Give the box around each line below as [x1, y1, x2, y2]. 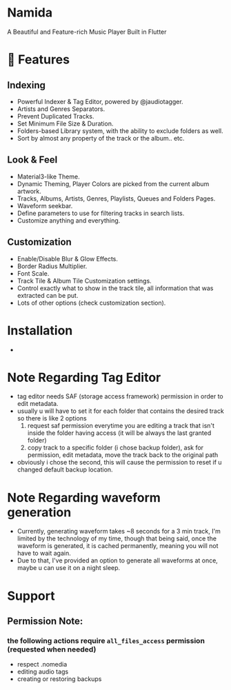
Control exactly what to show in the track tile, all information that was [17, 284, 214, 292]
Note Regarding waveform [7, 489, 161, 505]
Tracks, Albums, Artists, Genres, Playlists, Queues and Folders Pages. [17, 194, 216, 203]
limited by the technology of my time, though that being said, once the [17, 534, 217, 542]
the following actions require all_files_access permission [7, 636, 205, 645]
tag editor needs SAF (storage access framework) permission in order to [17, 392, 223, 400]
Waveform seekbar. [17, 201, 73, 210]
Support [7, 588, 55, 604]
